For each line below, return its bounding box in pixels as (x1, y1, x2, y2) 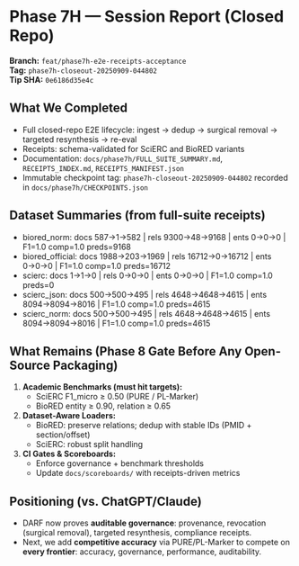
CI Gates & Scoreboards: (22, 448, 117, 460)
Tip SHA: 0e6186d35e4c (9, 74, 94, 85)
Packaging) (52, 357, 119, 373)
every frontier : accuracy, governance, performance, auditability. (22, 546, 262, 557)
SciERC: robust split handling (35, 439, 144, 450)
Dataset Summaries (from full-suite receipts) (9, 208, 267, 223)
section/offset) (35, 429, 91, 440)
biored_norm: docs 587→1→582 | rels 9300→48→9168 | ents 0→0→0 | (22, 231, 286, 242)
